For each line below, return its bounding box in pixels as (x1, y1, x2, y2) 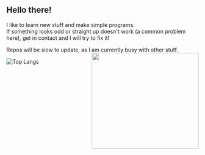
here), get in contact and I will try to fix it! (6, 34, 110, 42)
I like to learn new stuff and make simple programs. (6, 21, 135, 28)
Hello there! (6, 5, 52, 15)
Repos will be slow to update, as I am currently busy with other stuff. (6, 46, 179, 53)
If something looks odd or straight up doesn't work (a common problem (6, 28, 186, 35)
